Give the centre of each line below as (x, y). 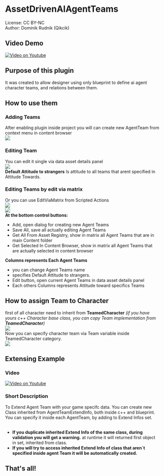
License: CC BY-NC (25, 23)
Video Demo (24, 43)
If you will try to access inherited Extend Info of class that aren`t (79, 448)
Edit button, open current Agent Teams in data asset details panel (78, 280)
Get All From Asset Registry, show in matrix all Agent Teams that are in (83, 235)
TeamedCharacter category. (34, 338)
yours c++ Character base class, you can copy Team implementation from (81, 318)
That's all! (21, 468)
